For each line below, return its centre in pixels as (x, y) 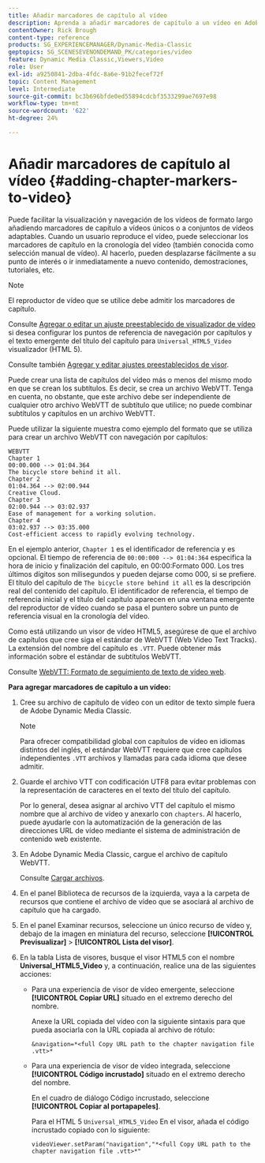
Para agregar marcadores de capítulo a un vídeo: (90, 686)
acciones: (35, 974)
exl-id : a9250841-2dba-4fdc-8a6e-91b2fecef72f (86, 74)
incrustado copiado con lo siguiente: (91, 1130)
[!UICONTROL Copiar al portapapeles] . (96, 1106)
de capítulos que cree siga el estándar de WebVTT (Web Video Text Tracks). (132, 639)
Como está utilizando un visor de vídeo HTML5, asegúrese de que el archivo (132, 631)
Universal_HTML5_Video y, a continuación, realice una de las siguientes (138, 965)
